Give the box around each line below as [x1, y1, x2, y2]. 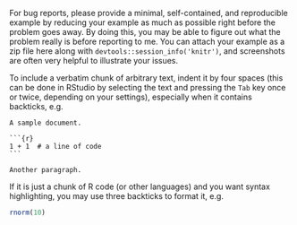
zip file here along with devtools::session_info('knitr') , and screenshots [9, 46, 285, 56]
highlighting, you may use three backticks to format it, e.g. [9, 191, 224, 201]
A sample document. [9, 118, 82, 127]
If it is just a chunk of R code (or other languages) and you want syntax [9, 181, 271, 192]
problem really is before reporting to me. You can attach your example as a [9, 36, 285, 47]
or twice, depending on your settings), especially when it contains [9, 91, 252, 102]
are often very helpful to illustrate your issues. [9, 56, 179, 65]
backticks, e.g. [9, 101, 64, 111]
